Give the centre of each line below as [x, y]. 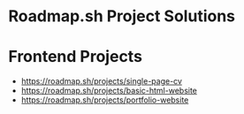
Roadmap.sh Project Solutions [122, 16]
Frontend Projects [76, 57]
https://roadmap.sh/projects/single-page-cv [102, 81]
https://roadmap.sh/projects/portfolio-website [105, 100]
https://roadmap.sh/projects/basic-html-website [109, 91]
